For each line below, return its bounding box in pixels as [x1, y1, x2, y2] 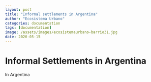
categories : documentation [5, 20, 60, 26]
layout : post [5, 7, 32, 12]
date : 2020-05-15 [5, 35, 41, 40]
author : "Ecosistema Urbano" [5, 16, 65, 21]
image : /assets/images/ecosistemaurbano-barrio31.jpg [5, 30, 118, 35]
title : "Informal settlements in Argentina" [5, 12, 98, 17]
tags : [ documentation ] [5, 25, 52, 30]
